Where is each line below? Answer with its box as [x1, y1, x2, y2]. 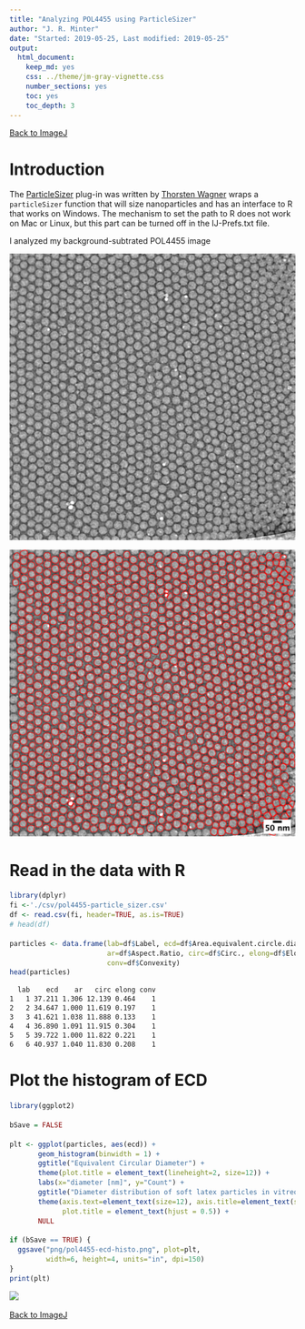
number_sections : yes [25, 82, 107, 91]
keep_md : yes [25, 63, 75, 72]
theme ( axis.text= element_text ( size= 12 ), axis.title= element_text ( [37, 1197, 295, 1206]
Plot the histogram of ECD [9, 1070, 208, 1091]
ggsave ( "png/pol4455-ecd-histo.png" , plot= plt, [17, 1245, 202, 1254]
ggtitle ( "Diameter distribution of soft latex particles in [37, 1188, 271, 1197]
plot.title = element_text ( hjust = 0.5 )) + [62, 1206, 230, 1216]
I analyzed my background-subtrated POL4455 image [9, 236, 212, 247]
